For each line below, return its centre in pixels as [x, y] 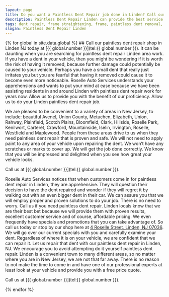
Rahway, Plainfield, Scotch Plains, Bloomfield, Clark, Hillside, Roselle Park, [82, 122]
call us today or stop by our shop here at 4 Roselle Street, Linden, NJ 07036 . [84, 228]
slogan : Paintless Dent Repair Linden [46, 29]
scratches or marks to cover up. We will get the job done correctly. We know [84, 149]
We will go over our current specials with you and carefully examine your [81, 233]
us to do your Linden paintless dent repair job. [53, 102]
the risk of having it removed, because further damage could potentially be [83, 64]
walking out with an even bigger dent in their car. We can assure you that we [84, 195]
